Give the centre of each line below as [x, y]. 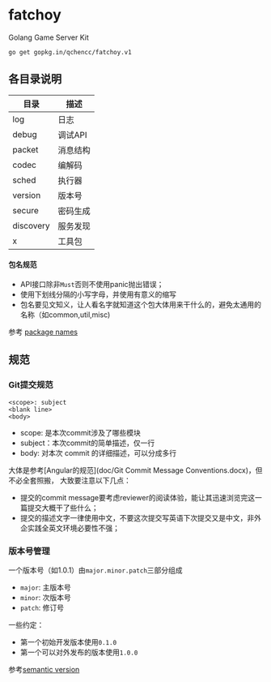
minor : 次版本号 [45, 597]
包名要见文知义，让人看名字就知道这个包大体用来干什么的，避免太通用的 [140, 304]
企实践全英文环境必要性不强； [70, 528]
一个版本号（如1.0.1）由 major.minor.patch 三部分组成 [96, 570]
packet [25, 149]
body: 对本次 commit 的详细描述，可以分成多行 [98, 453]
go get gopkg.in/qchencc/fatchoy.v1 [70, 52]
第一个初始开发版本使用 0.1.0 [68, 641]
